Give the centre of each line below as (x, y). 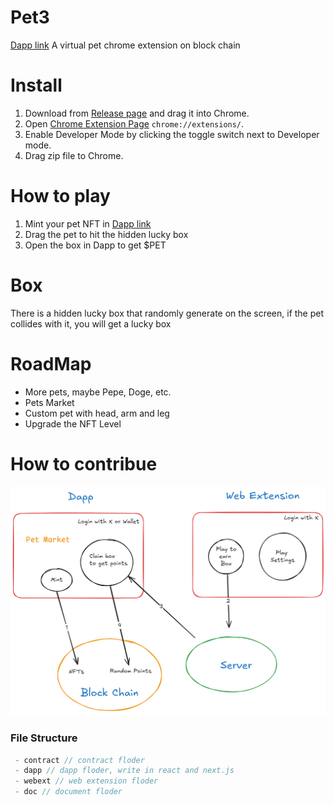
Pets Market (49, 402)
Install (36, 85)
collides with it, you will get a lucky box (91, 323)
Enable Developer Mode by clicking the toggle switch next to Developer (172, 134)
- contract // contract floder (79, 760)
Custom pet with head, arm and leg (97, 413)
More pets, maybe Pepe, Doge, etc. (98, 392)
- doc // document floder (68, 792)
